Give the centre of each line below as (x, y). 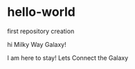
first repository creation (41, 31)
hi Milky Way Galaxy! (37, 44)
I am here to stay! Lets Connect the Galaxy (68, 58)
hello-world (42, 12)
